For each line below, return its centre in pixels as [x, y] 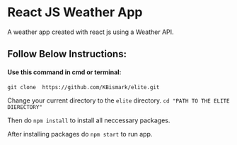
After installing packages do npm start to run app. [80, 134]
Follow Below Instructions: [67, 54]
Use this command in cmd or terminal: [64, 72]
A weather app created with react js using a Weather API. [91, 32]
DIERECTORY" [25, 107]
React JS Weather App [75, 12]
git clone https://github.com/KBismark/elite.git [83, 87]
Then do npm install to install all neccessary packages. [89, 120]
